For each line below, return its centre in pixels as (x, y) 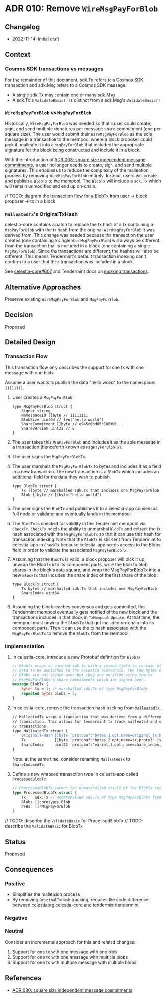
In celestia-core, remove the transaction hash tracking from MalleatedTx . (86, 708)
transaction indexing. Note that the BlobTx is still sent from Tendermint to (86, 539)
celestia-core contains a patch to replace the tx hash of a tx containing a (79, 225)
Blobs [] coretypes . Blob (46, 802)
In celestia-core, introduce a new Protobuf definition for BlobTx (76, 657)
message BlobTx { (30, 684)
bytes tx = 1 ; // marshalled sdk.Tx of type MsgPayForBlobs (85, 689)
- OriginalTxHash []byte (40, 735)
